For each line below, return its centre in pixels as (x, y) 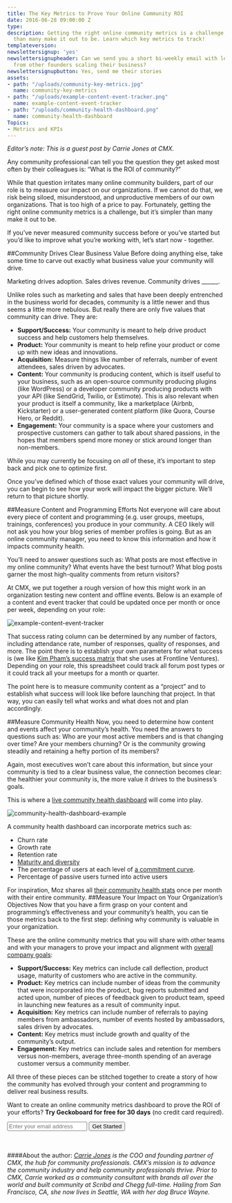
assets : (18, 78)
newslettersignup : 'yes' (43, 52)
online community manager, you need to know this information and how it (112, 539)
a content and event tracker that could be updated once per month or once (114, 603)
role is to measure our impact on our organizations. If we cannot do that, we (115, 190)
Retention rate (37, 855)
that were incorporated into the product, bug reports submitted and (113, 990)
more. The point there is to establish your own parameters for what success (115, 651)
